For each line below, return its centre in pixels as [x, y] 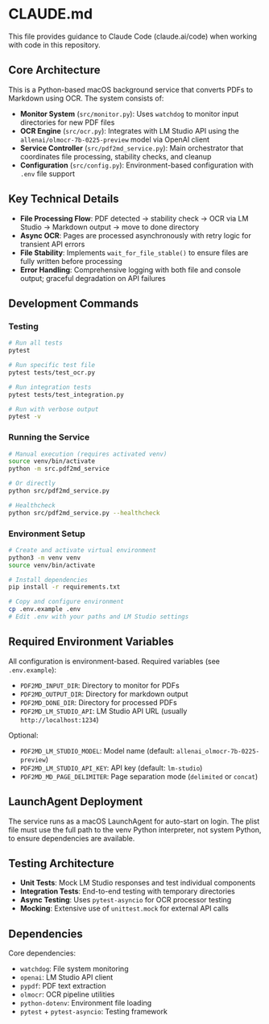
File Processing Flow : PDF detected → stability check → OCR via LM [134, 218]
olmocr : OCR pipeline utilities [67, 994]
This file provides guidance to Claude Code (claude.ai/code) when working [133, 36]
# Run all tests [35, 343]
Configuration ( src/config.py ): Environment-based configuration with [137, 165]
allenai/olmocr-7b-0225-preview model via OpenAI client [115, 139]
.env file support [47, 173]
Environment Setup [47, 534]
